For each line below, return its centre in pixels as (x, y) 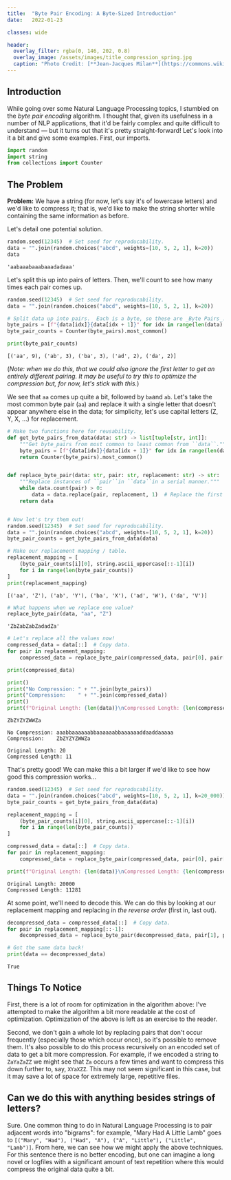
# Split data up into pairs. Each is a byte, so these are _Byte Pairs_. (117, 318)
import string (27, 157)
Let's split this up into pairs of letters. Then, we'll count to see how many (110, 280)
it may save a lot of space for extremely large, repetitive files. (93, 1076)
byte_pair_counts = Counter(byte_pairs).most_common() (87, 331)
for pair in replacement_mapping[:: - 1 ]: (66, 929)
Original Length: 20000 (41, 884)
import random (27, 150)
